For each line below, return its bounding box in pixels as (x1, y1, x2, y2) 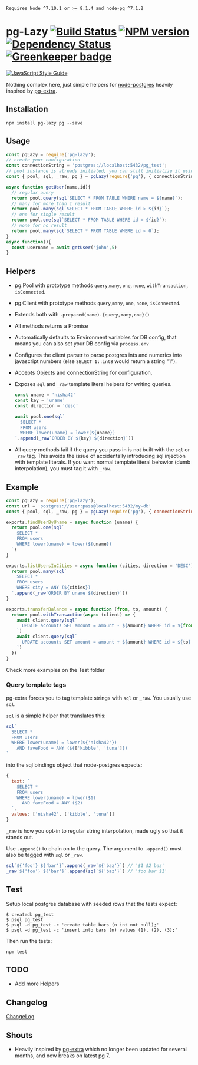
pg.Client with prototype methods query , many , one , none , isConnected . (14, 299, 181, 306)
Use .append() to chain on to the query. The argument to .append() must (6, 845, 182, 852)
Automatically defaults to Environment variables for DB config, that (14, 334, 177, 341)
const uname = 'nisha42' (14, 392, 76, 398)
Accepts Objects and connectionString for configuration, (14, 369, 153, 377)
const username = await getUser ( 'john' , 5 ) (11, 245, 117, 250)
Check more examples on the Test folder (6, 666, 105, 673)
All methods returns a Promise (14, 322, 88, 329)
